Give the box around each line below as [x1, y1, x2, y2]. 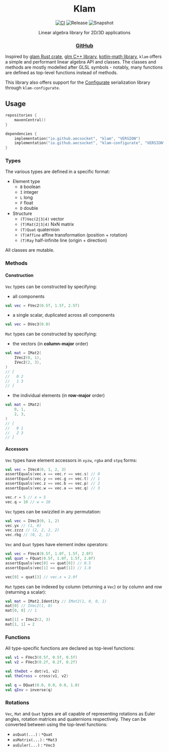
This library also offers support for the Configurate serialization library [5, 79, 150, 86]
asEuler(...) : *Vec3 [12, 742, 55, 748]
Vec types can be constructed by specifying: [5, 283, 97, 290]
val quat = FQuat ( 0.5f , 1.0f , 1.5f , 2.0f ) [5, 556, 96, 561]
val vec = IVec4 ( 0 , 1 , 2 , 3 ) [5, 467, 66, 472]
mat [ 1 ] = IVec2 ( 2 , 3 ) [5, 617, 51, 622]
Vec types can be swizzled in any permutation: [5, 508, 102, 514]
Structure [12, 210, 32, 217]
